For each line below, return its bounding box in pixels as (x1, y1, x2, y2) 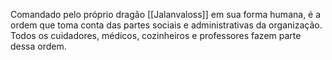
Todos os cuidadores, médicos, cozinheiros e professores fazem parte (10, 30, 302, 41)
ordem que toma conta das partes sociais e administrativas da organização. (10, 19, 323, 31)
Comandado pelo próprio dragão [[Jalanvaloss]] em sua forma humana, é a (10, 9, 322, 20)
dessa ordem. (10, 40, 67, 52)
